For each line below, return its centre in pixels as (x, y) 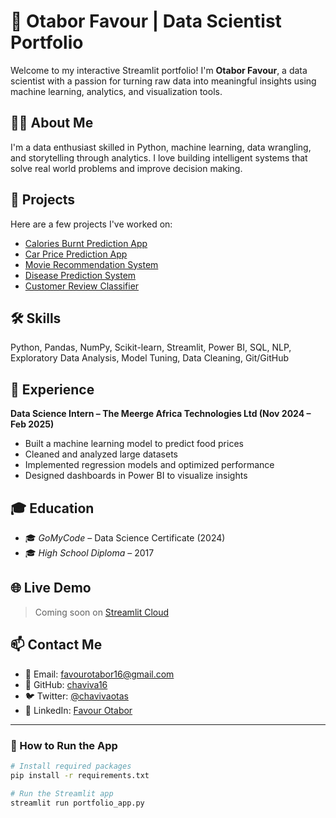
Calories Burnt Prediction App (86, 243)
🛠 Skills (36, 318)
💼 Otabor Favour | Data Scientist (146, 21)
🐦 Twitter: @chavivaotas (76, 696)
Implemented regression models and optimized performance (149, 465)
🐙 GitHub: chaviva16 (66, 684)
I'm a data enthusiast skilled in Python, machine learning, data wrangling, (161, 147)
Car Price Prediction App (76, 254)
